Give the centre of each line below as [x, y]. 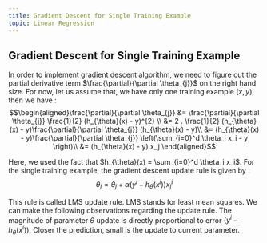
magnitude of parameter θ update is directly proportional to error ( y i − [123, 219]
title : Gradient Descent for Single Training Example [100, 16]
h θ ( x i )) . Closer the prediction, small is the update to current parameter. [124, 230]
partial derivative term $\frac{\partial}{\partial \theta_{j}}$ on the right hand [132, 83]
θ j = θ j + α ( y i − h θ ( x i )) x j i [134, 185]
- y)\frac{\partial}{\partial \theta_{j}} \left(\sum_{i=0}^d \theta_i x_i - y [134, 138]
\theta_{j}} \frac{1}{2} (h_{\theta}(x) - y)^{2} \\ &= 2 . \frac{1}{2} [116, 121]
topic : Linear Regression [51, 23]
